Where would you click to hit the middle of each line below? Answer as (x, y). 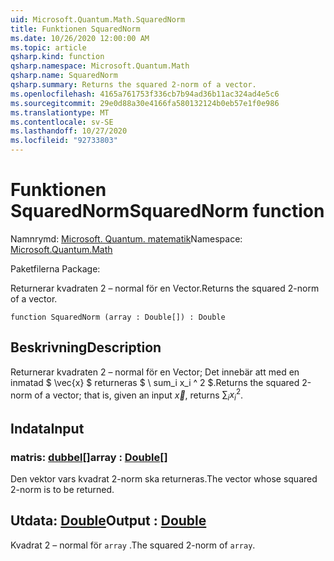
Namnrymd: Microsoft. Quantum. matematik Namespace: (126, 238)
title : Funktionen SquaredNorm (75, 29)
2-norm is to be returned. (62, 489)
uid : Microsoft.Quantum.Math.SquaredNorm (98, 19)
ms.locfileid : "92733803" (64, 141)
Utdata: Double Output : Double (108, 521)
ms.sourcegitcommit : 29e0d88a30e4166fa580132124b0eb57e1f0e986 (145, 103)
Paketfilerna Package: (55, 268)
